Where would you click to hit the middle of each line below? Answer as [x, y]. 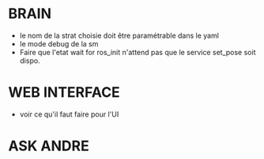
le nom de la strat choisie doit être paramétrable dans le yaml [119, 35]
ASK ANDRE [49, 146]
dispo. [30, 61]
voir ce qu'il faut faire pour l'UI [69, 114]
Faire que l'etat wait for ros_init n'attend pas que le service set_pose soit [138, 52]
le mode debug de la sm [59, 43]
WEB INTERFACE [64, 92]
